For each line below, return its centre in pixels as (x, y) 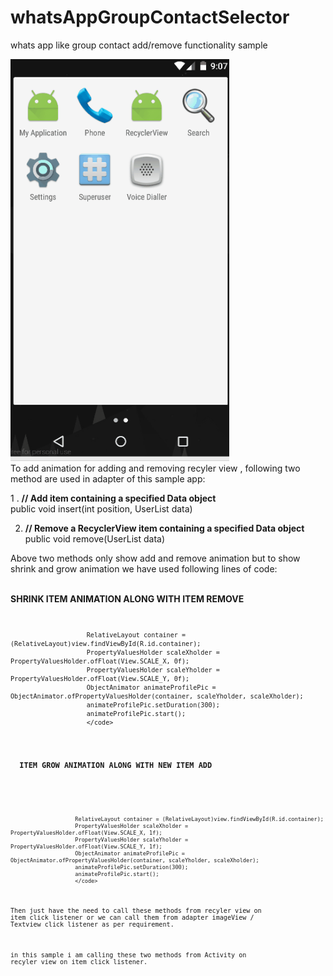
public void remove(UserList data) (94, 538)
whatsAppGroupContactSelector (150, 17)
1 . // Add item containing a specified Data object (113, 498)
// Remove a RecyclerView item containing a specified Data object (164, 528)
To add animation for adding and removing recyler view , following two (155, 468)
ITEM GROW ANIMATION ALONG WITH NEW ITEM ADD (116, 766)
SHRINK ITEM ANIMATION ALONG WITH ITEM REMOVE (127, 598)
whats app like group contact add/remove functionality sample (139, 45)
